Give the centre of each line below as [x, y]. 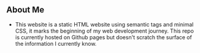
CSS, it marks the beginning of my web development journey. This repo [105, 31]
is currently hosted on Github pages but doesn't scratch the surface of [104, 37]
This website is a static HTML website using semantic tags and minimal [104, 24]
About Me [25, 10]
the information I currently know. [56, 43]
